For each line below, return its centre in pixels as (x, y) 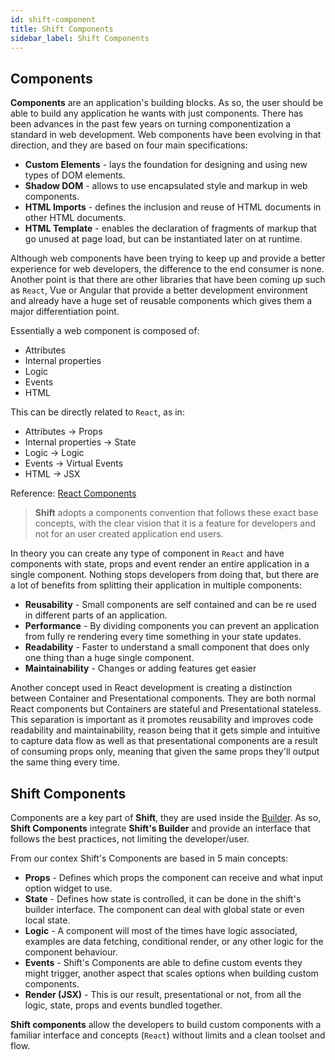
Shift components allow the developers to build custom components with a (166, 1024)
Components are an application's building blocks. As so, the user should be (167, 103)
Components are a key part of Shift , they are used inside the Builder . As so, (166, 817)
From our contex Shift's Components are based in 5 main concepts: (149, 858)
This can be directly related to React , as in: (97, 412)
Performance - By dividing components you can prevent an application (172, 626)
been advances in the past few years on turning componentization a (151, 124)
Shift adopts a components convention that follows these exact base (176, 513)
